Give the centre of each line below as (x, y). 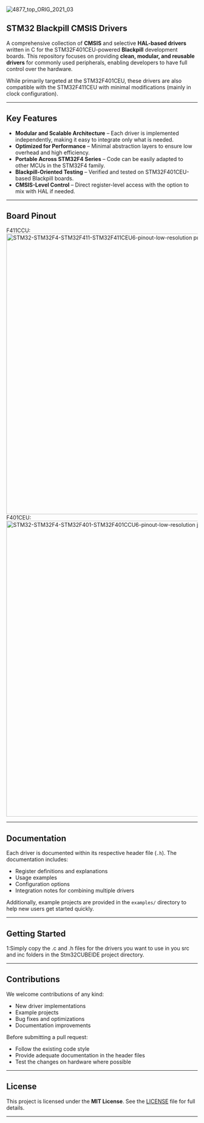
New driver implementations (50, 1006)
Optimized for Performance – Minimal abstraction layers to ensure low (104, 146)
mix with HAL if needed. (45, 191)
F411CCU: (19, 230)
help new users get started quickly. (50, 909)
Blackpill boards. (53, 178)
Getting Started (36, 934)
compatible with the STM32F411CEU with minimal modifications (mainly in (99, 87)
